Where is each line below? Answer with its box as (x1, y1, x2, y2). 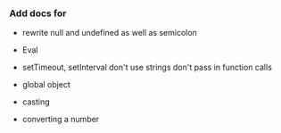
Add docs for (9, 7, 67, 20)
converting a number (21, 114, 100, 125)
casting (21, 96, 51, 107)
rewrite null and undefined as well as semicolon (21, 28, 198, 38)
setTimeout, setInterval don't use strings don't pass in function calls (21, 62, 272, 73)
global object (21, 79, 71, 90)
